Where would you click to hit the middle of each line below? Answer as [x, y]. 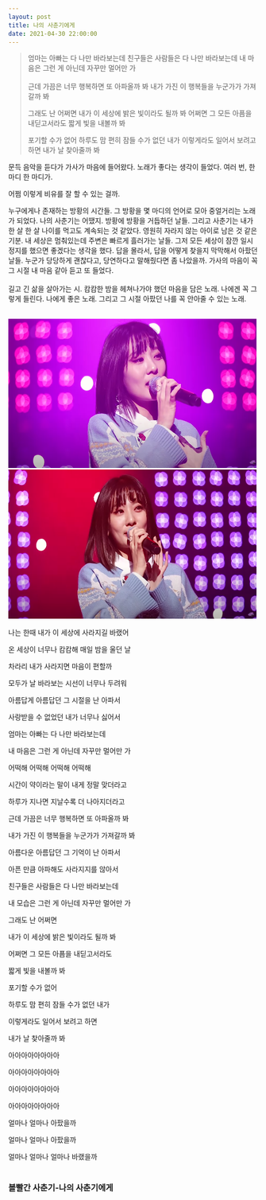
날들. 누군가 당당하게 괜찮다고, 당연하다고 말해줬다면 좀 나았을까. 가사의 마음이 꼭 [133, 261]
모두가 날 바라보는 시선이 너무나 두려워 [67, 684]
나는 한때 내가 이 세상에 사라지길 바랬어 [69, 633]
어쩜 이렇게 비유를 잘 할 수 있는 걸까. [64, 194]
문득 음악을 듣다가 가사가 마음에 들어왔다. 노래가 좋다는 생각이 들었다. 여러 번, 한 [132, 167]
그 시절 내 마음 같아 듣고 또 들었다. [61, 271]
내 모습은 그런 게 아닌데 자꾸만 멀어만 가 [69, 903]
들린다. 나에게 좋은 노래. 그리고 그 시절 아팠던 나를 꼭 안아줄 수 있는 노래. [135, 299]
